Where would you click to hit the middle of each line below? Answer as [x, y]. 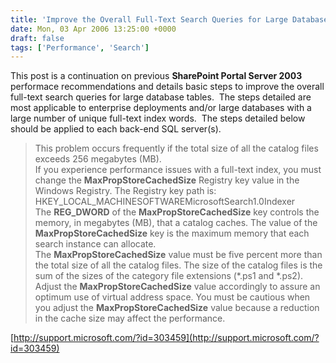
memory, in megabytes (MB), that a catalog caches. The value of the [176, 223]
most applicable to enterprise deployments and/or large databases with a [161, 108]
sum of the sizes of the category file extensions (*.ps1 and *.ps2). [169, 276]
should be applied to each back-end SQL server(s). [116, 129]
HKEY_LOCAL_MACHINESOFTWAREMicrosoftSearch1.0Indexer [165, 202]
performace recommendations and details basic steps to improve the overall [167, 87]
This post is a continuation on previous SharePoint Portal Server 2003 [156, 76]
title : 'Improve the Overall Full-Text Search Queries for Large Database [169, 19]
